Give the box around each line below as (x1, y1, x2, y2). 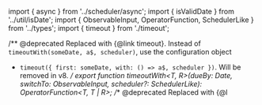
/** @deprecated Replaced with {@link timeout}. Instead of (8, 39, 202, 48)
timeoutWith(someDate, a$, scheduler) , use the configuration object (8, 47, 232, 56)
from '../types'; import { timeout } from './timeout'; (8, 24, 170, 32)
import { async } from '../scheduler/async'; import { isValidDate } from (8, 7, 235, 16)
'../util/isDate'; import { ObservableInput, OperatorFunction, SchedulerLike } (8, 15, 255, 24)
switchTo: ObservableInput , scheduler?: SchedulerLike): (19, 79, 203, 88)
